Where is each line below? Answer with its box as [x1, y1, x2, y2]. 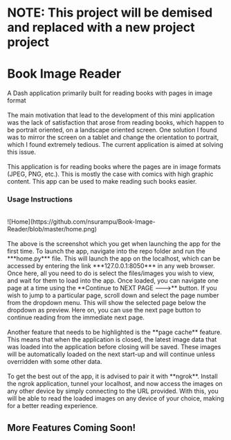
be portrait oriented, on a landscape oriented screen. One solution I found [7, 126, 217, 134]
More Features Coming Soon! [7, 421, 136, 434]
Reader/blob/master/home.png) [7, 225, 98, 234]
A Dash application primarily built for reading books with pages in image [7, 89, 213, 98]
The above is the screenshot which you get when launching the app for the [7, 240, 221, 248]
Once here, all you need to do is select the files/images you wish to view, [7, 269, 214, 278]
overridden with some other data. [7, 358, 102, 366]
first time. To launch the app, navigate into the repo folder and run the [7, 247, 205, 256]
